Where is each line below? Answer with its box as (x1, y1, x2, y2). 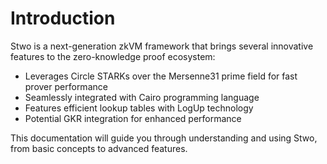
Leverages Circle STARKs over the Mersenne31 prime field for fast (24, 70, 298, 82)
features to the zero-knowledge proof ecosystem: (10, 50, 216, 62)
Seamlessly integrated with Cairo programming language (24, 91, 260, 103)
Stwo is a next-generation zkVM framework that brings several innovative (10, 40, 314, 52)
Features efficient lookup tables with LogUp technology (24, 102, 254, 114)
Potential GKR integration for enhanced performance (24, 112, 242, 124)
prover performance (24, 80, 108, 92)
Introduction (10, 7, 116, 30)
